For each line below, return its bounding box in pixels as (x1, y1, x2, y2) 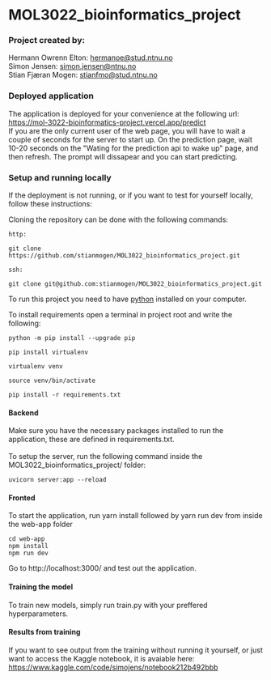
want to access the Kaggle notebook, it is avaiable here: (8, 653, 195, 663)
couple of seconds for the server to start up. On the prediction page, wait (8, 134, 252, 144)
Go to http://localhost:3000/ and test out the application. (8, 563, 197, 573)
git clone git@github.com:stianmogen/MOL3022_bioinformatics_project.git (8, 280, 263, 288)
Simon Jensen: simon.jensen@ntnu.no (8, 62, 137, 71)
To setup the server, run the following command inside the (8, 452, 203, 461)
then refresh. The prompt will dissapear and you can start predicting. (8, 151, 238, 161)
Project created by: (8, 35, 85, 46)
